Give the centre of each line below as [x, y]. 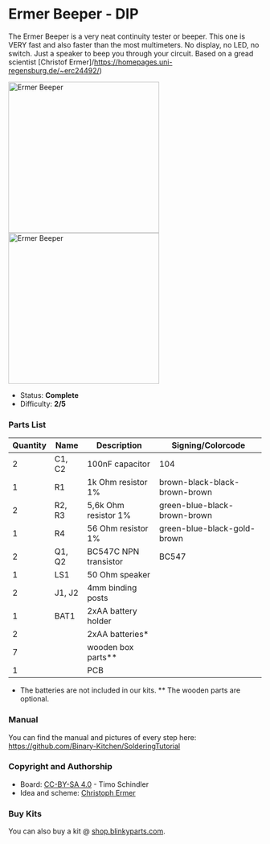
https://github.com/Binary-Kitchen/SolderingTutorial [94, 746]
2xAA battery [112, 611]
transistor [105, 562]
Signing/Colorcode [209, 445]
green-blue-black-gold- [207, 528]
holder [99, 621]
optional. [35, 699]
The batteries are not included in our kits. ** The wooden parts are [130, 690]
